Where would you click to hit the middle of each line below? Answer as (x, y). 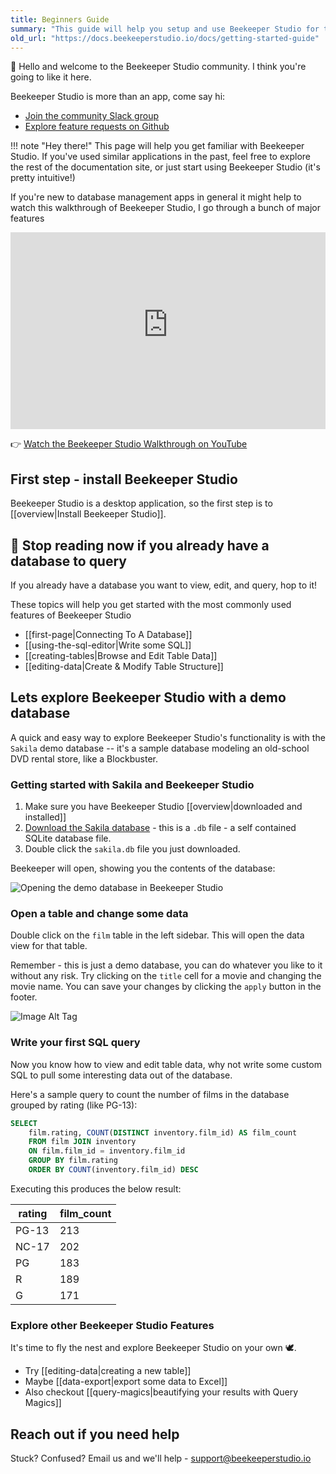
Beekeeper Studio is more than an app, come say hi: (118, 97)
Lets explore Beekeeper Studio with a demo (148, 697)
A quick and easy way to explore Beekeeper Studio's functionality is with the (168, 737)
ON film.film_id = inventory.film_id (107, 1151)
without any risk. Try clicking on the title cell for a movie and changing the (166, 976)
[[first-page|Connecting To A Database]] (108, 634)
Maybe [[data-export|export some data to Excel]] (126, 1382)
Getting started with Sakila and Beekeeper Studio (132, 784)
